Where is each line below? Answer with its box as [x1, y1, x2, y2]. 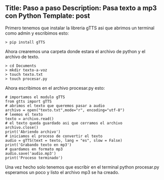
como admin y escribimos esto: [5, 30, 69, 36]
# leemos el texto [5, 112, 43, 117]
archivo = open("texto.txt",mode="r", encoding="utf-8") [5, 108, 125, 113]
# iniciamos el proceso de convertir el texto [5, 133, 103, 138]
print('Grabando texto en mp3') [5, 142, 72, 147]
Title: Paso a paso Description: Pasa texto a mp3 [5, 4, 157, 12]
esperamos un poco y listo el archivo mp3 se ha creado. [5, 169, 120, 175]
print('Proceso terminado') [5, 155, 63, 160]
